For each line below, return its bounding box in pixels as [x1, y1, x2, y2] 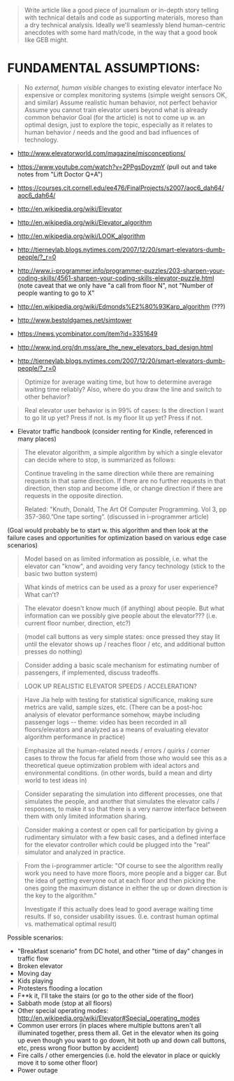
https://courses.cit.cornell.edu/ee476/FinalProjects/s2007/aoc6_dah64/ [17, 184, 225, 192]
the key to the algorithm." [24, 891, 98, 900]
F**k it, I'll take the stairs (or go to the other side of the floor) [17, 991, 194, 1000]
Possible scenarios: [7, 933, 64, 942]
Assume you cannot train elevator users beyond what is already [24, 105, 208, 114]
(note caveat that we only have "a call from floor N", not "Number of [17, 281, 213, 289]
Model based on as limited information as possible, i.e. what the [24, 554, 208, 563]
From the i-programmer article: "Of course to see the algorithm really [24, 861, 224, 869]
